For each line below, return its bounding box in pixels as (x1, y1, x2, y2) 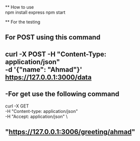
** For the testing (5, 19, 41, 25)
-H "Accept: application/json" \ (5, 113, 68, 119)
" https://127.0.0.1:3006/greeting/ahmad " (5, 128, 136, 136)
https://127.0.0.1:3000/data (5, 73, 92, 81)
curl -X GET (5, 103, 29, 109)
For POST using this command (5, 33, 100, 41)
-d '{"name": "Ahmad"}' (5, 65, 83, 73)
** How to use (5, 4, 34, 10)
